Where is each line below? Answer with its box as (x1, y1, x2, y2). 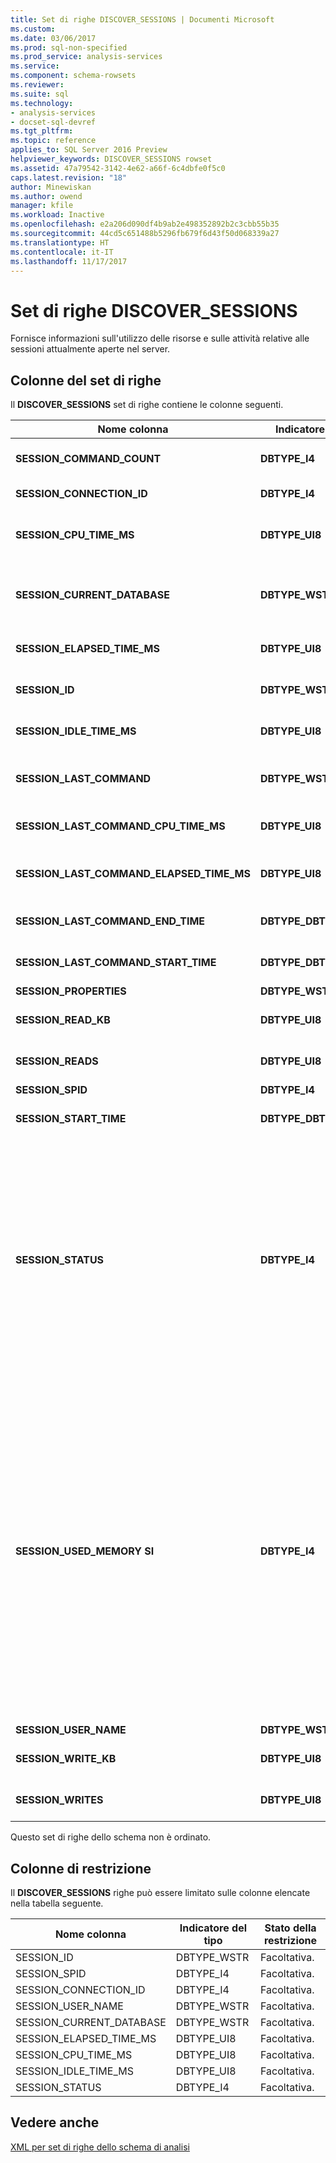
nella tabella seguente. (10, 1897, 104, 1909)
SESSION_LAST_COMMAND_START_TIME (15, 956, 217, 970)
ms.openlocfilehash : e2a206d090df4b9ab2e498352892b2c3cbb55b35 (10, 219, 280, 230)
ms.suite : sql (10, 89, 70, 99)
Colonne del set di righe (10, 372, 162, 389)
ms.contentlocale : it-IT (10, 247, 114, 257)
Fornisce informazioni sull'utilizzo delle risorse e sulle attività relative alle (10, 332, 310, 345)
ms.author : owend (10, 191, 83, 201)
